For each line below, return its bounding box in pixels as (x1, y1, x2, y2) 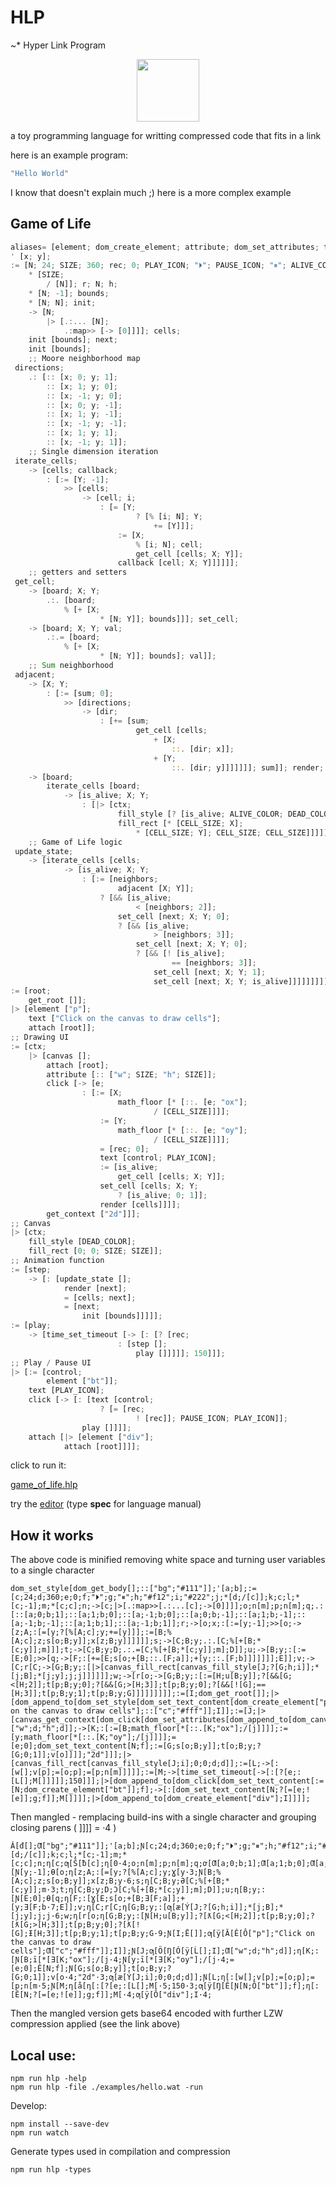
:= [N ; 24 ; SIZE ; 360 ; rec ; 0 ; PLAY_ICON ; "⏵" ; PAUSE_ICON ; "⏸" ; (10, 261, 287, 271)
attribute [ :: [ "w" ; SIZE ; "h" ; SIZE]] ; (46, 1069, 217, 1080)
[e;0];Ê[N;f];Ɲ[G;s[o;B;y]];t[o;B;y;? (10, 1964, 172, 1974)
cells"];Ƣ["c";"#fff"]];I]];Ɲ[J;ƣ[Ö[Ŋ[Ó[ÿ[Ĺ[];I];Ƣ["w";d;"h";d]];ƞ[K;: (10, 1946, 320, 1956)
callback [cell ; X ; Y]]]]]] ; (117, 558, 240, 568)
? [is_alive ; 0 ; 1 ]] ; (117, 1190, 208, 1200)
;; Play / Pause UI (10, 1357, 92, 1368)
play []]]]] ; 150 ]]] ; (135, 1348, 226, 1358)
